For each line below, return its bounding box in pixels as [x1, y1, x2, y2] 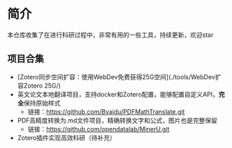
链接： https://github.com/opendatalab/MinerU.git [27, 124, 170, 133]
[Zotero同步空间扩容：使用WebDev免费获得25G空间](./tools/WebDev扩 [17, 72, 222, 81]
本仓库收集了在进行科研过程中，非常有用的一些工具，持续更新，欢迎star [7, 31, 214, 39]
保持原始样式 [23, 99, 61, 107]
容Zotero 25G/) [17, 81, 61, 90]
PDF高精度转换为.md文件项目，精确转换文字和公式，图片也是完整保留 [17, 116, 217, 124]
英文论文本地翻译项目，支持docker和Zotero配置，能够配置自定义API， [17, 90, 219, 98]
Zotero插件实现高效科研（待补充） [17, 133, 116, 142]
